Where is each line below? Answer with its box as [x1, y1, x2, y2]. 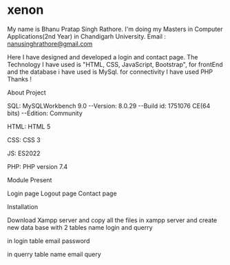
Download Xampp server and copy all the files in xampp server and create [7, 216, 218, 224]
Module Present [7, 175, 52, 184]
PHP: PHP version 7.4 [7, 162, 68, 170]
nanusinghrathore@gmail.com [7, 39, 93, 48]
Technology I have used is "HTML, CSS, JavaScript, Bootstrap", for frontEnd [7, 60, 223, 68]
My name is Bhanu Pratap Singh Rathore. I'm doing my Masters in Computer [7, 25, 223, 33]
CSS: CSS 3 [7, 135, 41, 144]
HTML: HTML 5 [7, 122, 51, 130]
